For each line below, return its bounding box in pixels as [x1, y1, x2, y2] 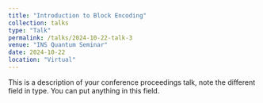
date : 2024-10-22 [8, 48, 66, 56]
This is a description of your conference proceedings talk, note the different [8, 77, 256, 87]
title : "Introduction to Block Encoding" [8, 11, 147, 20]
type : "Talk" [8, 26, 51, 34]
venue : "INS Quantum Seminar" [8, 41, 109, 49]
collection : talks [8, 19, 69, 27]
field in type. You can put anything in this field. [8, 86, 160, 95]
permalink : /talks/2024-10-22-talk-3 [8, 33, 133, 42]
